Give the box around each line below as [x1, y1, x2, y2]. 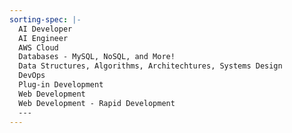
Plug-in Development [18, 80, 104, 90]
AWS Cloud [18, 42, 59, 53]
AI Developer [18, 24, 73, 34]
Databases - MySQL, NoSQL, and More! [18, 52, 176, 62]
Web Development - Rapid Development [18, 98, 176, 108]
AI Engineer [18, 33, 69, 43]
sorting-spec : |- [9, 14, 82, 25]
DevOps [18, 71, 46, 81]
